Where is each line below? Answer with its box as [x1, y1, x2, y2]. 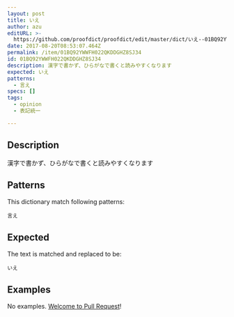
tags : [7, 95, 23, 102]
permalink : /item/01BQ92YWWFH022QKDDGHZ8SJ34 [7, 49, 141, 56]
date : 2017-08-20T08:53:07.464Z [7, 42, 101, 49]
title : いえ [7, 17, 40, 24]
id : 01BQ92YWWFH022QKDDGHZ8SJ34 [7, 56, 101, 63]
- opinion [13, 101, 42, 108]
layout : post [7, 10, 45, 17]
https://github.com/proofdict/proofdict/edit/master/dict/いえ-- [13, 36, 205, 43]
